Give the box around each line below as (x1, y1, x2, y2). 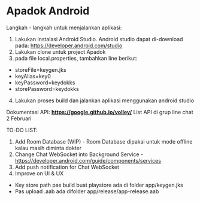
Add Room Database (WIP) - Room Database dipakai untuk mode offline (14, 138, 193, 145)
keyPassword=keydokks (14, 79, 75, 86)
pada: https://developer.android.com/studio (14, 42, 123, 49)
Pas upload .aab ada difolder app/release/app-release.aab (14, 187, 159, 195)
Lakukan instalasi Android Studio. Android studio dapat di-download (14, 35, 183, 42)
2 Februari (6, 115, 32, 122)
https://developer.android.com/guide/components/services (14, 157, 162, 164)
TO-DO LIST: (6, 126, 38, 133)
